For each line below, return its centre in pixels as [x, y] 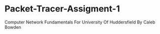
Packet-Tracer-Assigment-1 [62, 9]
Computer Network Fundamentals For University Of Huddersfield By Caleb [80, 22]
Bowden [13, 27]
